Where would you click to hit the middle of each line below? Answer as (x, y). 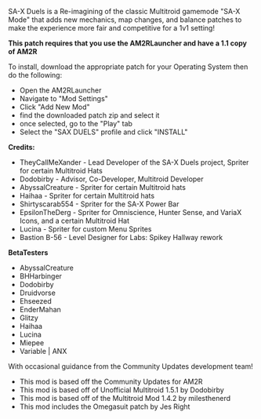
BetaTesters (28, 253)
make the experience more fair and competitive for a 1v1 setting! (112, 28)
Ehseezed (36, 301)
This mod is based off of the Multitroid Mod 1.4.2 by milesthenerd (125, 398)
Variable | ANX (43, 351)
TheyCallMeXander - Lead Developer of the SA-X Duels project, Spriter (134, 162)
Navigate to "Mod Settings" (63, 98)
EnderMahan (40, 310)
